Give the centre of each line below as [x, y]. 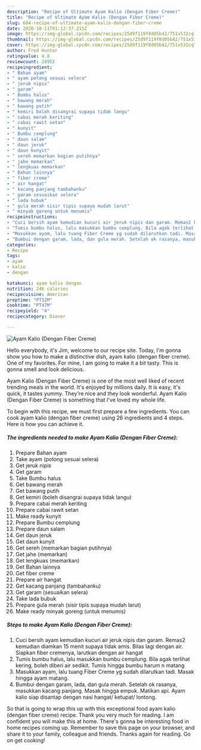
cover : [15, 45]
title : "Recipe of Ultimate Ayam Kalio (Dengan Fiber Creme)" [86, 17]
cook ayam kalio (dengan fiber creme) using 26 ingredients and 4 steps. [95, 418]
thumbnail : [20, 39]
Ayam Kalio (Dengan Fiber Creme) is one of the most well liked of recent [95, 381]
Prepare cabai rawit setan [47, 510]
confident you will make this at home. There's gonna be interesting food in [98, 721]
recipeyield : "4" [28, 311]
